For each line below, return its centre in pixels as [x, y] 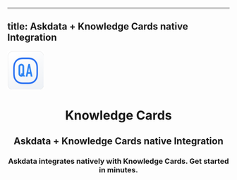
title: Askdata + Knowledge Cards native [98, 26]
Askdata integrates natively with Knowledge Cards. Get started [119, 161]
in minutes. [119, 170]
